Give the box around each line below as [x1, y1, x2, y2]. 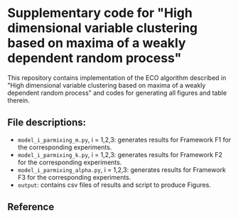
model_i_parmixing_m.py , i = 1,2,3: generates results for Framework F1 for [17, 135, 232, 144]
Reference [7, 201, 55, 213]
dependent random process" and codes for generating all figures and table [7, 88, 227, 97]
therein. [7, 96, 30, 104]
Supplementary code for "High [7, 5, 193, 21]
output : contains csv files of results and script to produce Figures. [17, 180, 212, 189]
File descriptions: [7, 117, 87, 129]
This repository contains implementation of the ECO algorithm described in [7, 73, 227, 82]
